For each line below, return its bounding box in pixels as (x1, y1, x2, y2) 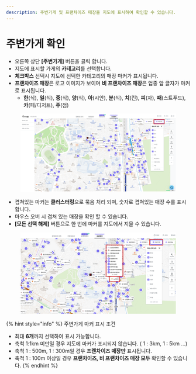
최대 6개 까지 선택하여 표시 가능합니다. (14, 333, 101, 340)
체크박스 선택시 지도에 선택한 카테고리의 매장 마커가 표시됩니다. (14, 72, 159, 79)
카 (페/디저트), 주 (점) (23, 101, 69, 108)
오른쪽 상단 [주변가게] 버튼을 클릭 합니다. (14, 57, 108, 64)
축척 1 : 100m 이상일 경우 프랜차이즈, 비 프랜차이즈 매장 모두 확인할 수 (14, 355, 173, 362)
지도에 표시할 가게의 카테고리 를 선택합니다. (14, 65, 112, 72)
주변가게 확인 (6, 37, 66, 50)
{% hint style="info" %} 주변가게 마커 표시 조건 (6, 320, 116, 327)
